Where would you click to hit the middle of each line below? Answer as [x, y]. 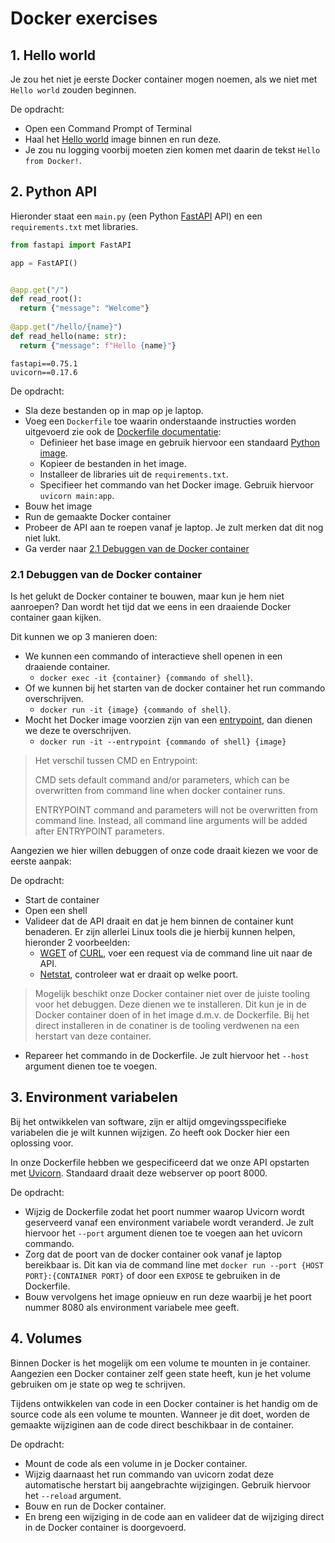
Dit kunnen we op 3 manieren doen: [84, 636]
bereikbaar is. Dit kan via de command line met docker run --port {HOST [174, 1264]
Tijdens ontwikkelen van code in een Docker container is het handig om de [164, 1403]
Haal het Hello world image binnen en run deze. [123, 139]
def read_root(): [46, 299]
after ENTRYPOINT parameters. [99, 831]
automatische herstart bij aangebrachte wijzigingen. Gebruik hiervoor [168, 1484]
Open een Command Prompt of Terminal [108, 128]
